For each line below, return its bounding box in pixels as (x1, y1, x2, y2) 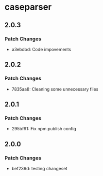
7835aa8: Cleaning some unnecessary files (11, 86, 99, 92)
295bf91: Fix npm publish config (11, 126, 76, 132)
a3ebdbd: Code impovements (11, 46, 71, 52)
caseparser (4, 1, 52, 13)
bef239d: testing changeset (11, 165, 68, 171)
